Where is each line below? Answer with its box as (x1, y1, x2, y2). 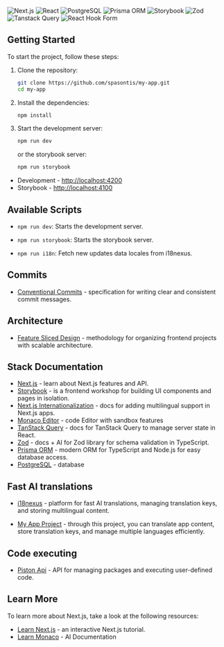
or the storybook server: (17, 150, 87, 159)
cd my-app (17, 85, 46, 93)
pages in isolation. (17, 394, 70, 403)
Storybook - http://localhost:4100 (17, 184, 113, 192)
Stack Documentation (7, 361, 103, 373)
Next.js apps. (17, 409, 55, 417)
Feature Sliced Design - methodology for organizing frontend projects (17, 333, 217, 342)
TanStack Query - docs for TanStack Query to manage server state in (17, 423, 216, 432)
